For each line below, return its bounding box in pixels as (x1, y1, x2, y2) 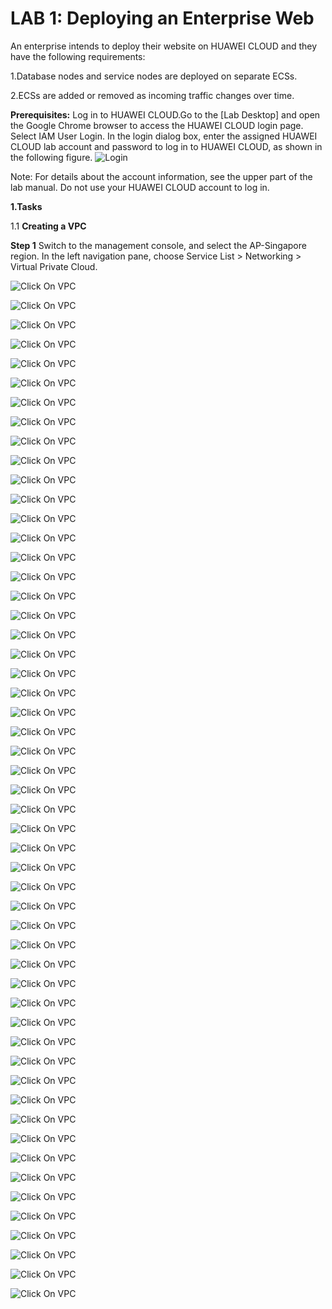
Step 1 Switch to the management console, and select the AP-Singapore (10, 239, 307, 251)
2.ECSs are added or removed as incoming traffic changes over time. (10, 89, 295, 101)
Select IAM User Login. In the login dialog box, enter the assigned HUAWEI (10, 130, 318, 142)
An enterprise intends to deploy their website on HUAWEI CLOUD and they (10, 40, 318, 52)
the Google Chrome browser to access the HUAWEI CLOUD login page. (10, 119, 304, 131)
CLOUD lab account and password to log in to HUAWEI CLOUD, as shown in (10, 140, 323, 152)
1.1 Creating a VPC (10, 220, 87, 232)
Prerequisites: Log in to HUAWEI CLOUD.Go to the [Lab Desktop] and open (10, 108, 321, 121)
